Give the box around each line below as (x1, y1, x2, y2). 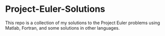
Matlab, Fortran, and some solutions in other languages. (5, 25, 120, 31)
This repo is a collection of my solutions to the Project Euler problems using (5, 20, 161, 26)
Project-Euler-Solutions (5, 3, 106, 15)
